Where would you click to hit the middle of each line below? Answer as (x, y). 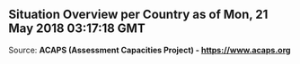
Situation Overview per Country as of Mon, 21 (138, 15)
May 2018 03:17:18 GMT (77, 29)
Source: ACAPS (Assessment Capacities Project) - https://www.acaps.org (150, 50)
